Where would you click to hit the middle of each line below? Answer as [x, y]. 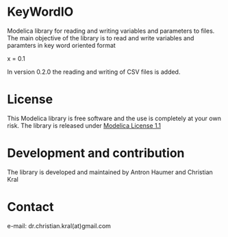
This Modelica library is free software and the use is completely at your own [114, 118]
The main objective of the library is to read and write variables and [101, 38]
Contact [30, 207]
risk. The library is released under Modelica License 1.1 [84, 125]
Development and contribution [96, 153]
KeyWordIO [40, 12]
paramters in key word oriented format [62, 45]
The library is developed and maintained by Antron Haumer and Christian [110, 172]
